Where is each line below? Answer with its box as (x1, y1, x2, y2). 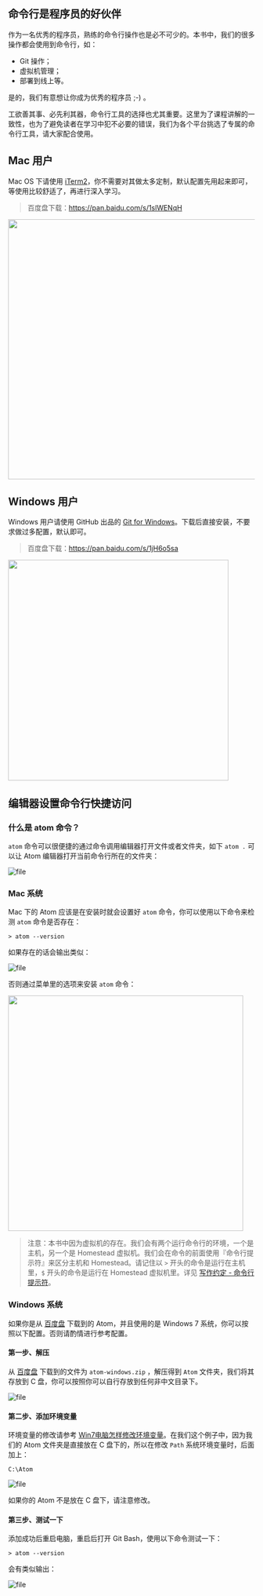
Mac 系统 (8, 888, 43, 899)
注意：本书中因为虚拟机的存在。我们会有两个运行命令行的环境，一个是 (27, 1239, 254, 1248)
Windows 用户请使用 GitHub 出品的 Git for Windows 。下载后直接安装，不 (8, 517, 244, 527)
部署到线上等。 (19, 75, 68, 85)
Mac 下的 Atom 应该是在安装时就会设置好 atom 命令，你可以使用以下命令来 (8, 908, 248, 917)
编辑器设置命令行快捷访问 (8, 796, 131, 810)
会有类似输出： (8, 1565, 56, 1574)
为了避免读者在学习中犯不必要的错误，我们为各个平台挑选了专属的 (34, 119, 248, 128)
